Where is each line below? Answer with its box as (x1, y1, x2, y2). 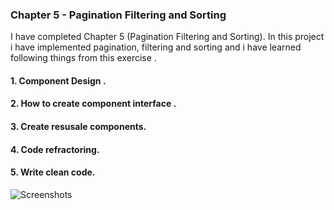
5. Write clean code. (10, 166, 96, 178)
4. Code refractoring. (10, 143, 100, 155)
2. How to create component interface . (10, 98, 177, 110)
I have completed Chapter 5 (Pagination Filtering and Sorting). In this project (10, 31, 325, 43)
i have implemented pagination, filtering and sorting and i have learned (10, 41, 302, 53)
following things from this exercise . (10, 52, 157, 64)
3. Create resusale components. (10, 121, 147, 133)
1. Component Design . (10, 74, 107, 87)
